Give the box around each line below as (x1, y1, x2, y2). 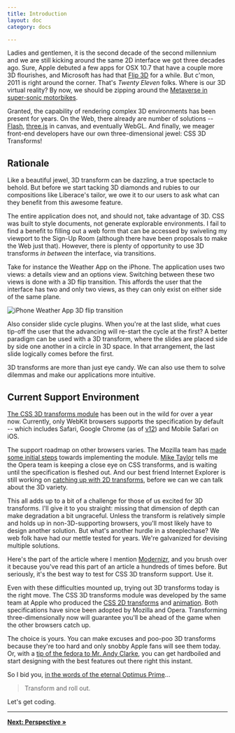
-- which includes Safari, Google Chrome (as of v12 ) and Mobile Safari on (7, 425, 219, 432)
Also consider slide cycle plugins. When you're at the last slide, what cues (7, 320, 221, 329)
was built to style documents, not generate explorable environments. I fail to (7, 219, 227, 228)
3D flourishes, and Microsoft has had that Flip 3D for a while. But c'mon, (7, 71, 215, 79)
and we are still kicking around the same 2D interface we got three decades (7, 56, 225, 65)
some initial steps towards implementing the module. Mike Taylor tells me (7, 454, 218, 461)
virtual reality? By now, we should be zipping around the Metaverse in (7, 86, 208, 95)
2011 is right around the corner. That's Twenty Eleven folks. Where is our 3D (7, 79, 226, 87)
